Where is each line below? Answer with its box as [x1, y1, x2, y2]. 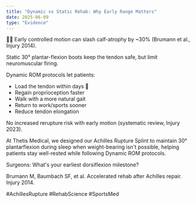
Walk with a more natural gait [14, 95, 86, 102]
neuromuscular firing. [6, 60, 59, 67]
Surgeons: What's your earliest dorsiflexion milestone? [6, 161, 139, 169]
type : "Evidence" [6, 20, 49, 25]
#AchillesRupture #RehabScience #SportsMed [6, 191, 119, 198]
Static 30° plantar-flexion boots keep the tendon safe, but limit [6, 54, 158, 61]
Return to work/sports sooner [14, 102, 87, 109]
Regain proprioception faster [14, 89, 84, 96]
